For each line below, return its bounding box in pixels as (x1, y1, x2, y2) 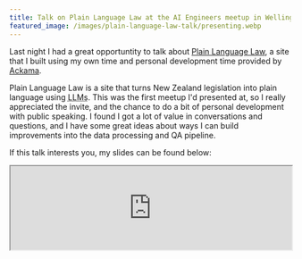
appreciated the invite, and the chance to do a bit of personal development (9, 101, 284, 112)
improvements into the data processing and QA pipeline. (9, 129, 216, 140)
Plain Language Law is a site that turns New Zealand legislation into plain (9, 82, 277, 93)
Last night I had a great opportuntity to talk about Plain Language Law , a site (9, 46, 289, 56)
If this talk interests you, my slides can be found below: (9, 146, 212, 157)
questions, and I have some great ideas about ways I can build (9, 120, 239, 130)
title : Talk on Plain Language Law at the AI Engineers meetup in (9, 13, 262, 22)
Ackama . (9, 64, 42, 76)
